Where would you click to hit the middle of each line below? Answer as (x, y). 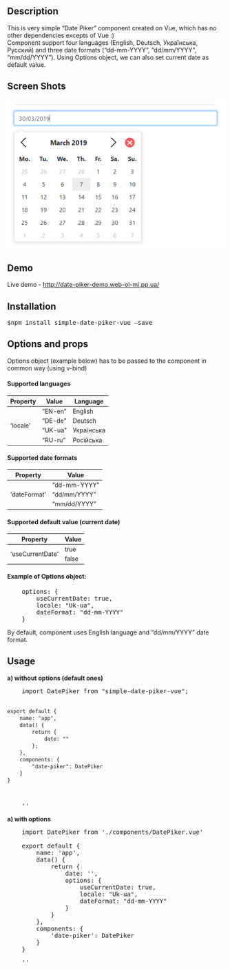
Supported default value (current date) (64, 522)
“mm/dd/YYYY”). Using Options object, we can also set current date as (108, 57)
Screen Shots (37, 87)
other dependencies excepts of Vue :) (61, 35)
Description (33, 11)
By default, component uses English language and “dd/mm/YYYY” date (108, 632)
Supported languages (39, 384)
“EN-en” (54, 411)
